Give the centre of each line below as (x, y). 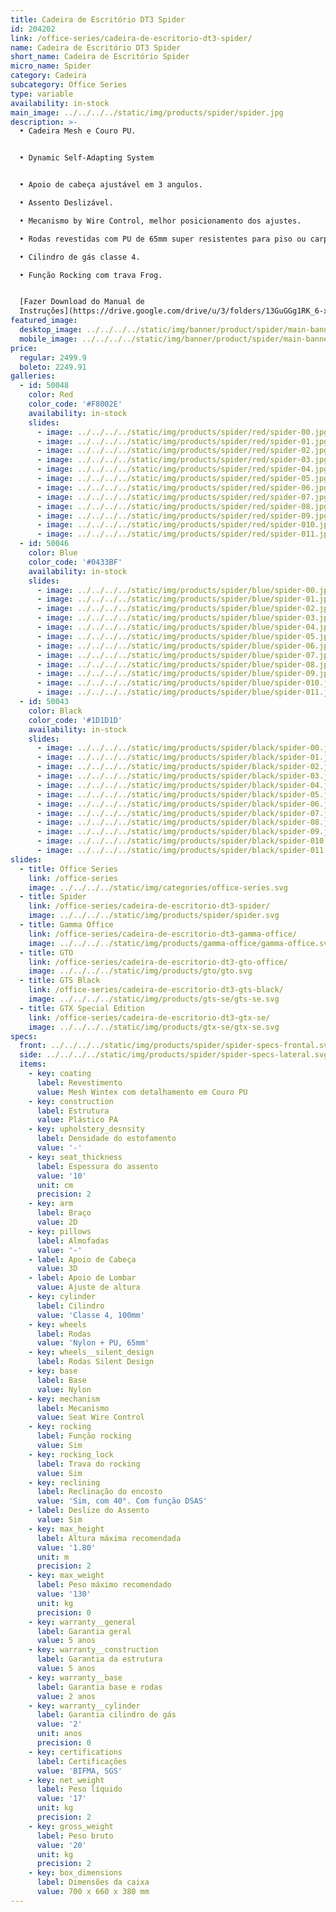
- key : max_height (66, 1529)
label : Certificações (82, 1761)
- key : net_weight (66, 1780)
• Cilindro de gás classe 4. (80, 257)
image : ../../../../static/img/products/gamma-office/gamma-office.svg (180, 943)
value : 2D (57, 1222)
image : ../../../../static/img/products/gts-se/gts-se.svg (154, 999)
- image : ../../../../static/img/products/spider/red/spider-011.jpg (184, 534)
